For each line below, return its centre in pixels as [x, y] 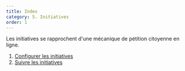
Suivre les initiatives [39, 62]
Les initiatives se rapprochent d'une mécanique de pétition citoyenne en [93, 39]
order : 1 [17, 22]
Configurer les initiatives [44, 56]
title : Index [22, 11]
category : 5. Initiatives [37, 17]
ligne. [13, 45]
